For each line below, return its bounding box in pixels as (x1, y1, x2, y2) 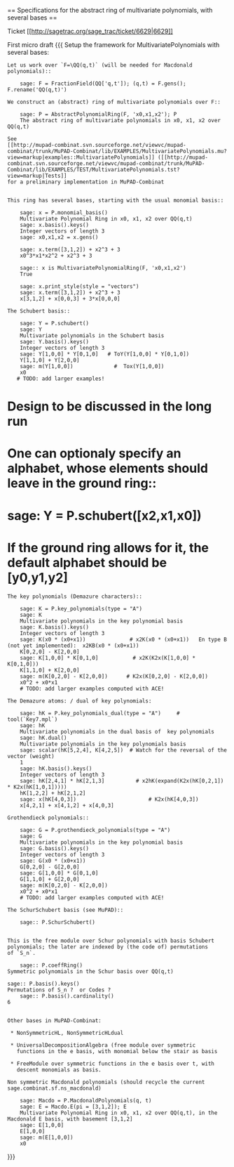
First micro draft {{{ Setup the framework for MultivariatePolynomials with (7, 41, 220, 48)
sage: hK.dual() (20, 734, 68, 741)
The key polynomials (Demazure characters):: (7, 593, 142, 600)
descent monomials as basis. (16, 1066, 102, 1074)
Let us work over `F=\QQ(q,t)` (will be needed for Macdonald (7, 62, 193, 69)
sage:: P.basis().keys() (7, 980, 80, 987)
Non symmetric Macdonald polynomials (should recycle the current (7, 1078, 205, 1085)
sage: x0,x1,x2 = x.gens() (20, 234, 99, 241)
